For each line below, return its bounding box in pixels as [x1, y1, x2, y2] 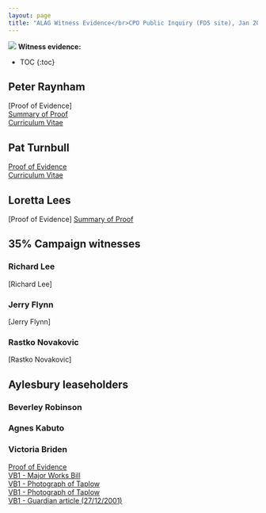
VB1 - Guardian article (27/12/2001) [8, 496, 123, 505]
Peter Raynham [8, 80, 85, 94]
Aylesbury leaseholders [8, 377, 129, 391]
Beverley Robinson [8, 401, 82, 412]
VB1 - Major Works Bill [8, 470, 81, 480]
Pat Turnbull [8, 140, 70, 155]
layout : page [8, 11, 51, 20]
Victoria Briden [8, 444, 67, 455]
